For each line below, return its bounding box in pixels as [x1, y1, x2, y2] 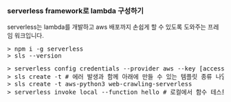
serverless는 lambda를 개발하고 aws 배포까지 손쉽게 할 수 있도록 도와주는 [7, 23, 206, 31]
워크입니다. [14, 31, 45, 40]
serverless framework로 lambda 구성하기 [7, 5, 144, 15]
